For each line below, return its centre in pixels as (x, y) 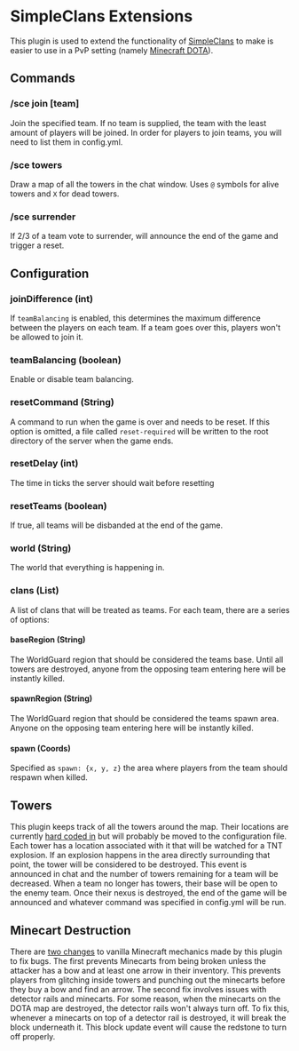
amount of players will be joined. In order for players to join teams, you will (146, 132)
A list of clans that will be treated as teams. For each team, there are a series (150, 609)
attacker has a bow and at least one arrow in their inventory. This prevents (146, 970)
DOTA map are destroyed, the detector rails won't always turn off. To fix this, (150, 1008)
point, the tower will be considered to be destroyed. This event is (129, 864)
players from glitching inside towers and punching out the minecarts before (148, 980)
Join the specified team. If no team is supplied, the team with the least (138, 123)
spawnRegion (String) (51, 698)
